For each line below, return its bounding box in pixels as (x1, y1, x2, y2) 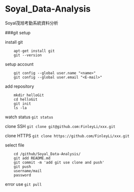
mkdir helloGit (13, 93, 44, 97)
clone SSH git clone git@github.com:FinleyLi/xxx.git (5, 123, 116, 129)
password (13, 173, 31, 177)
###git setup (5, 30, 31, 35)
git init (13, 101, 31, 106)
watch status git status (5, 114, 54, 120)
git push (13, 164, 31, 169)
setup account (5, 61, 34, 67)
